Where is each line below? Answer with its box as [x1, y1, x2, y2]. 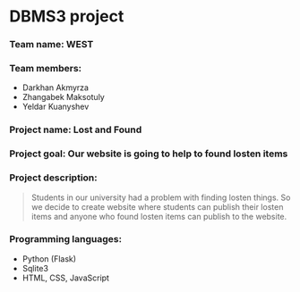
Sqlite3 [21, 263, 49, 273]
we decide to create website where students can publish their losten [30, 201, 284, 212]
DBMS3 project [9, 6, 124, 27]
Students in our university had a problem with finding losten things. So [30, 192, 291, 203]
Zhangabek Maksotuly [21, 92, 105, 103]
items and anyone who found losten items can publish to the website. [30, 211, 287, 221]
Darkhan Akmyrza [21, 82, 90, 93]
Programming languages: [9, 233, 123, 246]
